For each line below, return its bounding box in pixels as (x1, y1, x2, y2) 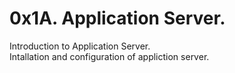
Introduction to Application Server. (9, 40, 151, 52)
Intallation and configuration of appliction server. (9, 50, 210, 62)
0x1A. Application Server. (9, 7, 226, 30)
